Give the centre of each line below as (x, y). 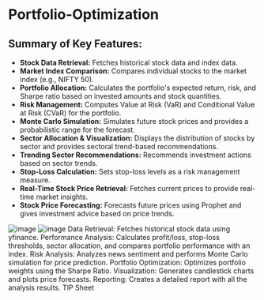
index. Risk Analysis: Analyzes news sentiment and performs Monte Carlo (128, 254)
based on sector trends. (58, 163)
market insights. (62, 197)
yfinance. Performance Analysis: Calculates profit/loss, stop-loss (114, 237)
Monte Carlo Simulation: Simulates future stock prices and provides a (134, 121)
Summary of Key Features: (75, 44)
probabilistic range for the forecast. (77, 129)
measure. (35, 180)
